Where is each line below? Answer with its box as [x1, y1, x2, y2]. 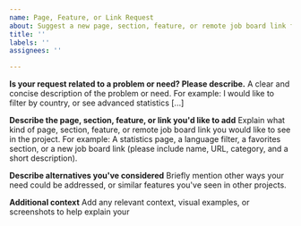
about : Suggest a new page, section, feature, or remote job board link [9, 21, 287, 30]
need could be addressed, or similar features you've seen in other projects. [9, 180, 287, 190]
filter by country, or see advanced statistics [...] [9, 97, 185, 108]
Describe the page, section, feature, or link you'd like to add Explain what [9, 115, 285, 126]
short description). [9, 153, 78, 163]
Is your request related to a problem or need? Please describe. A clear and [9, 79, 290, 89]
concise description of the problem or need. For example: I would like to [9, 88, 275, 99]
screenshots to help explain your [9, 206, 130, 217]
